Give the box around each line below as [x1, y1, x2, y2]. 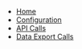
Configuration [15, 15, 62, 24]
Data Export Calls [15, 32, 74, 41]
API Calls [15, 24, 47, 32]
